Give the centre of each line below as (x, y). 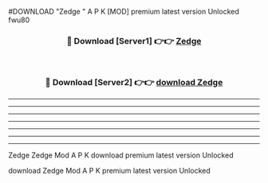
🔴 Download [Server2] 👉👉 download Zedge (134, 83)
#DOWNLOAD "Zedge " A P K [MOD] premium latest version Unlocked (124, 12)
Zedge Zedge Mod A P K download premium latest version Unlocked (121, 155)
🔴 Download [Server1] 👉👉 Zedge (134, 41)
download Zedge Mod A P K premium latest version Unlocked (109, 170)
